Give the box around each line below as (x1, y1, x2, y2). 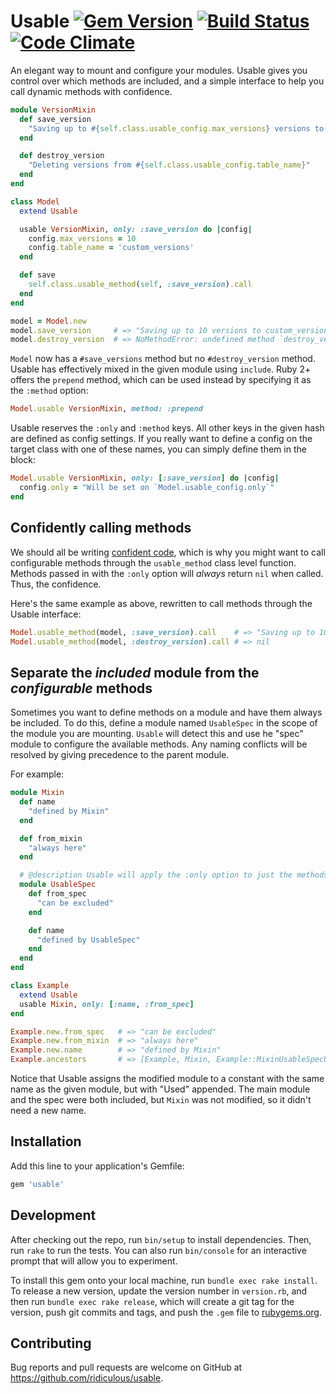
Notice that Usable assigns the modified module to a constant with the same (10, 1073, 325, 1085)
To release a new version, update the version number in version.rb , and (10, 1285, 308, 1297)
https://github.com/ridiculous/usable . (10, 1372, 164, 1384)
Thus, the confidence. (10, 578, 102, 590)
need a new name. (10, 1105, 87, 1117)
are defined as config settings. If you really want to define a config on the (10, 433, 313, 445)
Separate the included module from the (10, 664, 260, 681)
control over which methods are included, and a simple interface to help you (10, 75, 325, 87)
